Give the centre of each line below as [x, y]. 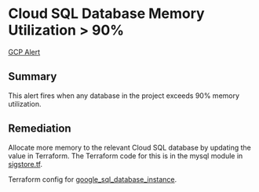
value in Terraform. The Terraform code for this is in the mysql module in [126, 156]
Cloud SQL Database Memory [107, 14]
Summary [33, 76]
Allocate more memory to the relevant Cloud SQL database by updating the [129, 147]
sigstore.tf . [26, 164]
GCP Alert [24, 52]
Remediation [40, 129]
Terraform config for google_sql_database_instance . [93, 179]
